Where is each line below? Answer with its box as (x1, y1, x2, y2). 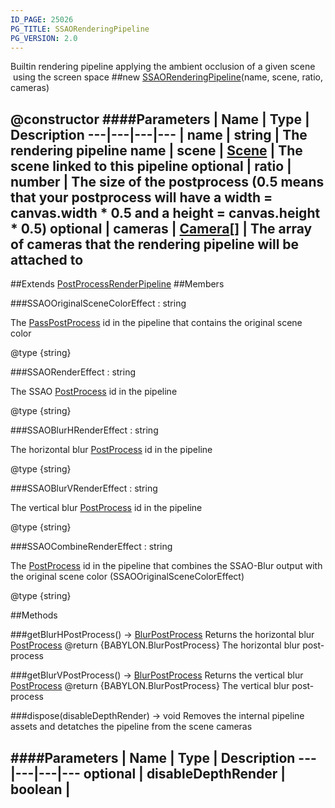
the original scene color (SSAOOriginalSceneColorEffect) (10, 571, 245, 583)
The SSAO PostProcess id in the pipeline (10, 386, 178, 398)
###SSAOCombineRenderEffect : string (10, 541, 173, 553)
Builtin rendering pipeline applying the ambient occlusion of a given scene (10, 61, 316, 73)
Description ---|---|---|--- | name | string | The (10, 126, 308, 143)
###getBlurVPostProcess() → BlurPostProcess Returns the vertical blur (10, 669, 304, 681)
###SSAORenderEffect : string (10, 366, 137, 378)
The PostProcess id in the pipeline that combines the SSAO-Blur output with (10, 560, 323, 572)
